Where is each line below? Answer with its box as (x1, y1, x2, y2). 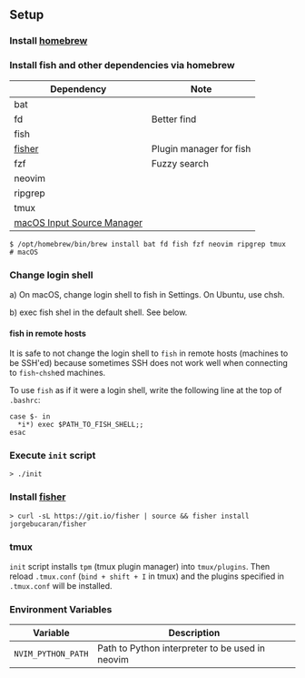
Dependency (49, 82, 107, 95)
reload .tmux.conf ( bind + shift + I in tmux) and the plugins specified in (9, 571, 284, 582)
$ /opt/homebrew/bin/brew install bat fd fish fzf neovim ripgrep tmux (9, 239, 286, 248)
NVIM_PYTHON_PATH (14, 649, 89, 659)
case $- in (9, 412, 51, 421)
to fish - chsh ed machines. (9, 368, 106, 379)
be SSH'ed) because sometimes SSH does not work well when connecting (9, 358, 289, 369)
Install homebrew (9, 35, 88, 47)
